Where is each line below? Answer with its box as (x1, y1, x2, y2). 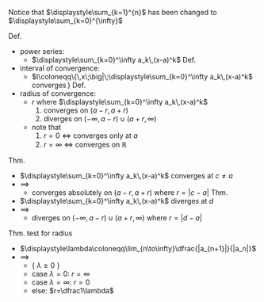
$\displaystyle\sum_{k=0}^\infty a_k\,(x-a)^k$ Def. (31, 55, 197, 64)
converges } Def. (31, 80, 86, 90)
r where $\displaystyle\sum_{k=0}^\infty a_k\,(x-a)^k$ (31, 97, 209, 106)
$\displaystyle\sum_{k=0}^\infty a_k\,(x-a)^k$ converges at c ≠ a (19, 171, 233, 180)
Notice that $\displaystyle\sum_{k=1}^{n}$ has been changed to (8, 8, 217, 17)
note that (31, 123, 62, 132)
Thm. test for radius (8, 228, 73, 238)
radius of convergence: (19, 89, 97, 98)
